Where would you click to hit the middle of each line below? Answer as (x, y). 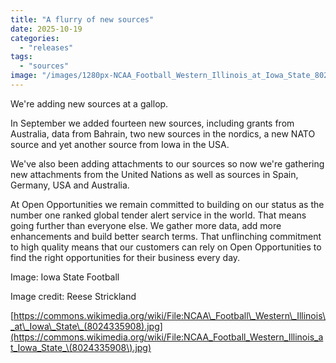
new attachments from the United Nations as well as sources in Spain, (154, 174)
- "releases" (46, 47)
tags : (21, 57)
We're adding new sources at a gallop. (89, 103)
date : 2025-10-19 (46, 29)
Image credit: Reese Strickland (73, 296)
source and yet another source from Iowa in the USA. (120, 144)
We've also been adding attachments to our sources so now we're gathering (167, 163)
